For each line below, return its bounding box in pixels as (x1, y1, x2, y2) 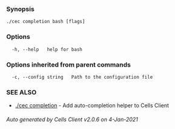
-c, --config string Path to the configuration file (12, 74, 153, 80)
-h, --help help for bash (12, 46, 83, 53)
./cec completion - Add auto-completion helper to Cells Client (15, 102, 170, 109)
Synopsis (6, 5, 35, 13)
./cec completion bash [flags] (6, 19, 85, 25)
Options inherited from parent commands (6, 60, 131, 68)
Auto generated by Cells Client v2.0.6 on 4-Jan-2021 (6, 116, 138, 123)
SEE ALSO (6, 88, 37, 96)
